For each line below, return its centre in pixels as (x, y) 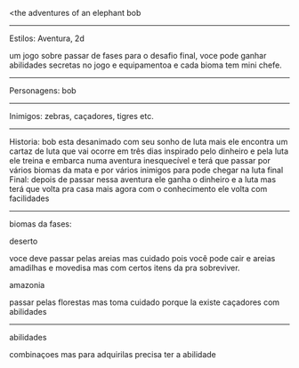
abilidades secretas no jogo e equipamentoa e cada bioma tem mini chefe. (145, 65)
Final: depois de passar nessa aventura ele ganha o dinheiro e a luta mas (143, 180)
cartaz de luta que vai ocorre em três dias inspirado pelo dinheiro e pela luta (149, 151)
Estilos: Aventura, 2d (47, 38)
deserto (24, 241)
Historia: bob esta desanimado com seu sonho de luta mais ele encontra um (149, 142)
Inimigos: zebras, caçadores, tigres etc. (81, 116)
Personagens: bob (43, 91)
